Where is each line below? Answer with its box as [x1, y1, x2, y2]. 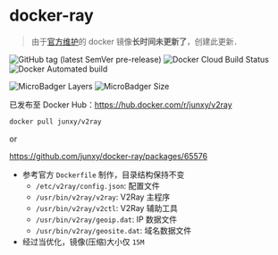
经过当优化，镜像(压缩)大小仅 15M [21, 236, 145, 247]
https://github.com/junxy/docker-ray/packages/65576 [9, 150, 208, 161]
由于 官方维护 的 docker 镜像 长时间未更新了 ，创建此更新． [30, 36, 242, 47]
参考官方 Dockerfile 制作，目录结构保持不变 [21, 169, 185, 180]
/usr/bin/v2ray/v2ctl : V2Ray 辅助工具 [35, 202, 179, 213]
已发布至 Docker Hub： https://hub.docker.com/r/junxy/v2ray [9, 99, 232, 110]
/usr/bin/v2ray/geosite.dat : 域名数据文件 [35, 225, 192, 235]
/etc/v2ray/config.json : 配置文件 [35, 180, 161, 191]
